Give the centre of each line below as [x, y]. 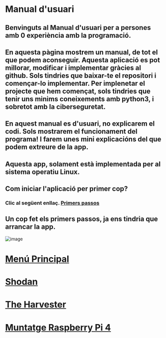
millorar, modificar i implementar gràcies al [73, 68]
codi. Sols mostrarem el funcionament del [71, 131]
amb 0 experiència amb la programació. [68, 35]
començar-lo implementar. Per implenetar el [75, 83]
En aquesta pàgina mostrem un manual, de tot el [82, 52]
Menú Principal [37, 259]
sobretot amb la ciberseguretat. [56, 106]
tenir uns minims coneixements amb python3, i [80, 99]
